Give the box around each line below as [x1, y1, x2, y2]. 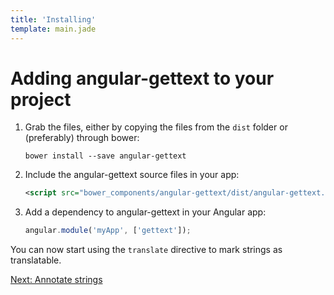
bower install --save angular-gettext [24, 151, 187, 161]
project [10, 88, 72, 111]
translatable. [10, 254, 62, 266]
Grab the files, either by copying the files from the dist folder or [24, 121, 288, 133]
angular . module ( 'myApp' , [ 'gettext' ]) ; [24, 226, 192, 236]
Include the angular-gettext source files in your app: [24, 169, 240, 181]
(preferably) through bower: [24, 132, 140, 144]
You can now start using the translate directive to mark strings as [10, 244, 283, 256]
